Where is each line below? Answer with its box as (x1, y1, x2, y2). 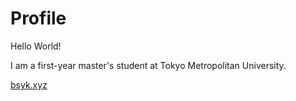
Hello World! (10, 40, 62, 52)
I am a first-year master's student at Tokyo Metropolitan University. (10, 59, 287, 71)
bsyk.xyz (10, 78, 48, 91)
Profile (10, 7, 67, 30)
